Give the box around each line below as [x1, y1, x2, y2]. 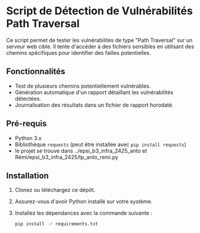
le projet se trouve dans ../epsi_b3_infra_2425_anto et [14, 147, 147, 154]
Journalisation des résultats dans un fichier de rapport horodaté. [14, 101, 174, 108]
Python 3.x [14, 134, 42, 141]
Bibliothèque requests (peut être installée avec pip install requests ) [14, 141, 187, 148]
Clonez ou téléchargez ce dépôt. [14, 187, 96, 194]
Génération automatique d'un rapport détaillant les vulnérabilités [14, 88, 174, 96]
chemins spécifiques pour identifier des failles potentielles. [6, 49, 151, 56]
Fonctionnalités [6, 67, 66, 77]
